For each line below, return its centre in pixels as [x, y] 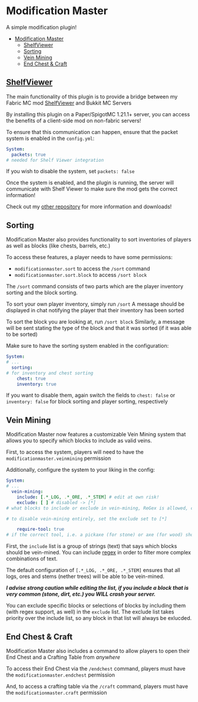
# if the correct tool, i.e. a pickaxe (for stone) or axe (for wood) [95, 535]
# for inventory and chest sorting [50, 373]
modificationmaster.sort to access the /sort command [82, 269]
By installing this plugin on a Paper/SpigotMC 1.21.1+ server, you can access [98, 114]
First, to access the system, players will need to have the [75, 452]
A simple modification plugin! [41, 27]
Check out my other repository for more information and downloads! [89, 207]
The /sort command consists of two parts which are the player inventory [95, 286]
